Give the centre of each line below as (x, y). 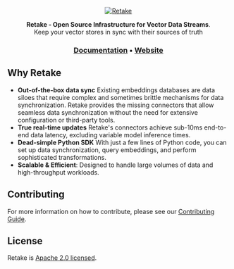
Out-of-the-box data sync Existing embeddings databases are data (116, 90)
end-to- (215, 127)
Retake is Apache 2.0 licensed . (52, 258)
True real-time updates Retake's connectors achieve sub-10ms (110, 127)
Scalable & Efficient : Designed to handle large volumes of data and (115, 165)
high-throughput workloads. (58, 172)
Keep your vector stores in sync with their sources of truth (118, 32)
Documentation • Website (118, 50)
